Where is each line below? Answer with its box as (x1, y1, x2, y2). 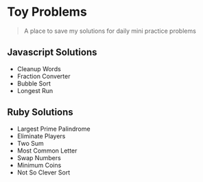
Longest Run (16, 86, 53, 94)
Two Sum (16, 139, 45, 147)
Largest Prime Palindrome (16, 125, 91, 133)
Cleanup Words (16, 64, 62, 73)
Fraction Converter (16, 72, 71, 80)
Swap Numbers (16, 153, 62, 161)
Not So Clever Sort (16, 168, 71, 177)
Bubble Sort (16, 79, 51, 88)
